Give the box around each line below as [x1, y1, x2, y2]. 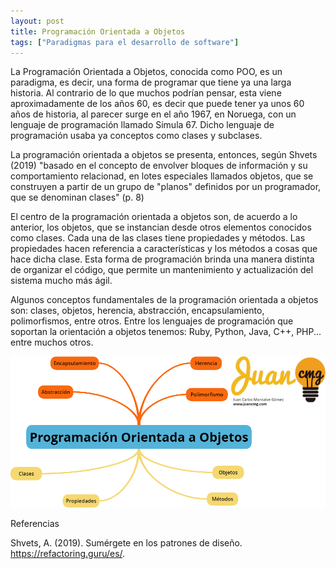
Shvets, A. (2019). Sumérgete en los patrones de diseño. [10, 537, 243, 549]
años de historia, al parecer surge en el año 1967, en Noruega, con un [10, 108, 297, 120]
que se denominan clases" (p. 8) [10, 191, 145, 204]
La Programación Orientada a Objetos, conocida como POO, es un [10, 66, 283, 78]
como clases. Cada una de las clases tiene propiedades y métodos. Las [10, 232, 306, 244]
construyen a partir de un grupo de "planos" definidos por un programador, [10, 181, 322, 193]
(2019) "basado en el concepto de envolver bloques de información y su [10, 160, 308, 172]
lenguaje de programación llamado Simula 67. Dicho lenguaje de [10, 119, 275, 131]
